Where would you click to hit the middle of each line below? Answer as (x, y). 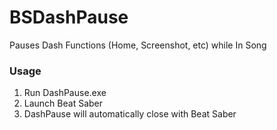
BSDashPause (69, 17)
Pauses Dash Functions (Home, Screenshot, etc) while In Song (138, 45)
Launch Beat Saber (63, 103)
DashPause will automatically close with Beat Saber (130, 114)
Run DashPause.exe (65, 93)
